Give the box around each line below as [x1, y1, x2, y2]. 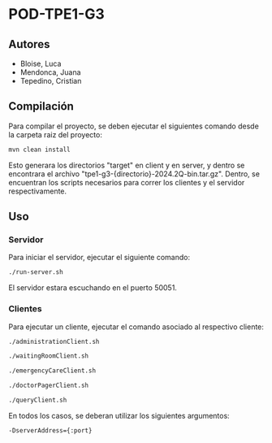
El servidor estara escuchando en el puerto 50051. [8, 283, 177, 293]
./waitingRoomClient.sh [8, 352, 89, 360]
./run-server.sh [8, 268, 63, 276]
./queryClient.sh [8, 396, 67, 405]
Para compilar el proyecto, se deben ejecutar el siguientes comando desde [8, 121, 260, 131]
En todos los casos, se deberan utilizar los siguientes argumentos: [8, 410, 230, 420]
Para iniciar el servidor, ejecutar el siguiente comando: [8, 253, 191, 263]
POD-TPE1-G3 [8, 5, 105, 24]
